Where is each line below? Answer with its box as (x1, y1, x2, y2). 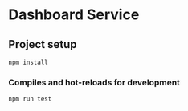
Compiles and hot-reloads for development (8, 77, 181, 88)
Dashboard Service (8, 6, 140, 24)
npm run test (8, 95, 52, 103)
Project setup (8, 38, 78, 51)
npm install (8, 58, 48, 66)
